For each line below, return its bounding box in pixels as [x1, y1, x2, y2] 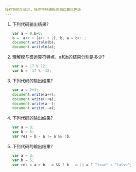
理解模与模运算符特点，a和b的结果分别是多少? [12, 54, 105, 60]
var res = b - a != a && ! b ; [12, 134, 71, 139]
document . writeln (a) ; [12, 44, 56, 49]
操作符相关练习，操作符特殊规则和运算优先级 [5, 7, 81, 12]
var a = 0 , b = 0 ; [12, 31, 43, 36]
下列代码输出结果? [12, 21, 49, 27]
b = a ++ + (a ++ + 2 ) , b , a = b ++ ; [12, 35, 86, 41]
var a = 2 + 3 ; [12, 87, 39, 92]
